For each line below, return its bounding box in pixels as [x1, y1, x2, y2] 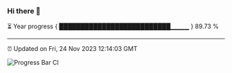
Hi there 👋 [7, 6, 41, 16]
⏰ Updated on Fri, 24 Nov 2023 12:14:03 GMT [7, 45, 138, 53]
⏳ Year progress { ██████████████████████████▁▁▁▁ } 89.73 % [7, 22, 219, 30]
